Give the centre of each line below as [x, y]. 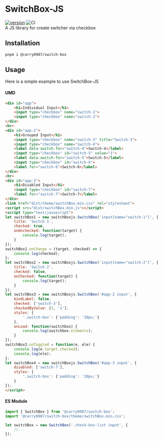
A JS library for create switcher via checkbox [51, 27]
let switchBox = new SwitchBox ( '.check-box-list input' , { [67, 425]
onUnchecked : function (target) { [48, 231]
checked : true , [29, 226]
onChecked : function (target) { [46, 276]
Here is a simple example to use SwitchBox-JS [52, 81]
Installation [23, 43]
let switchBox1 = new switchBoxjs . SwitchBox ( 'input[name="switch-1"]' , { [82, 217]
